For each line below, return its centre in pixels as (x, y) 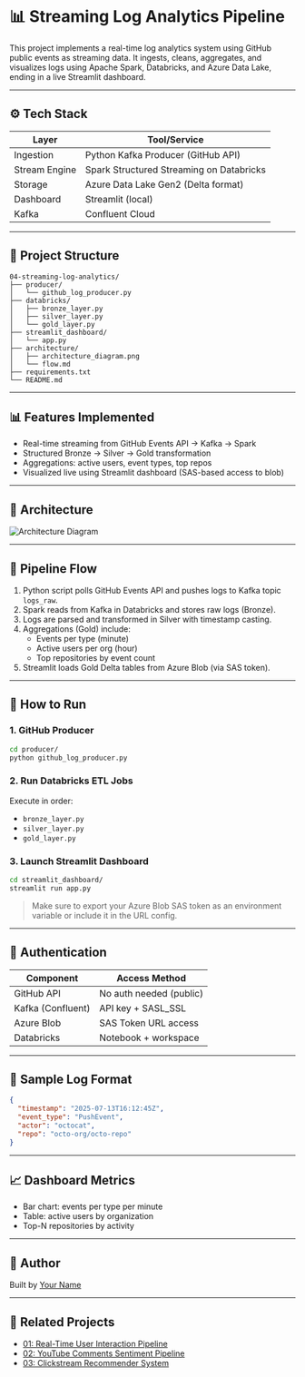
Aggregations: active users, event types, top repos (117, 463)
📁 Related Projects (62, 1322)
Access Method (151, 978)
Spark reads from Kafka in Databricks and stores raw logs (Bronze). (149, 610)
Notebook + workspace (149, 1038)
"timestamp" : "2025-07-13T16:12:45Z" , (91, 1109)
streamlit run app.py (50, 888)
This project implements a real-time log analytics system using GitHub (141, 48)
